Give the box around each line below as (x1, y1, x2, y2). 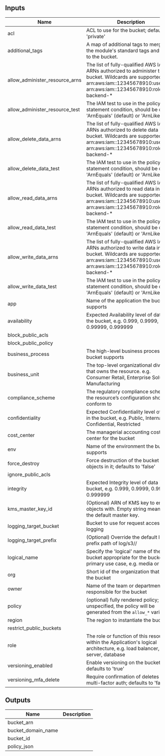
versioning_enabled (7, 662, 53, 669)
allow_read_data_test (7, 224, 56, 231)
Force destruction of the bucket (86, 457, 159, 464)
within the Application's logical (86, 639, 157, 645)
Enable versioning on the (86, 659, 143, 666)
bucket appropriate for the (86, 554, 147, 561)
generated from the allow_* (86, 609, 150, 615)
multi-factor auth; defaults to (86, 679, 153, 686)
